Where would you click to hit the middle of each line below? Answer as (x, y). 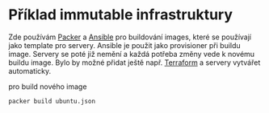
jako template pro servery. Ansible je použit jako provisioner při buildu (124, 45)
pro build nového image (48, 87)
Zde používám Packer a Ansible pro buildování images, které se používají (130, 37)
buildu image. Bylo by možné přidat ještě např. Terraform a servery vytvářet (134, 63)
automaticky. (30, 71)
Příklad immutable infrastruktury (120, 15)
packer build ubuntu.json (52, 101)
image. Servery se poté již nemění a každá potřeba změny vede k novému (132, 54)
